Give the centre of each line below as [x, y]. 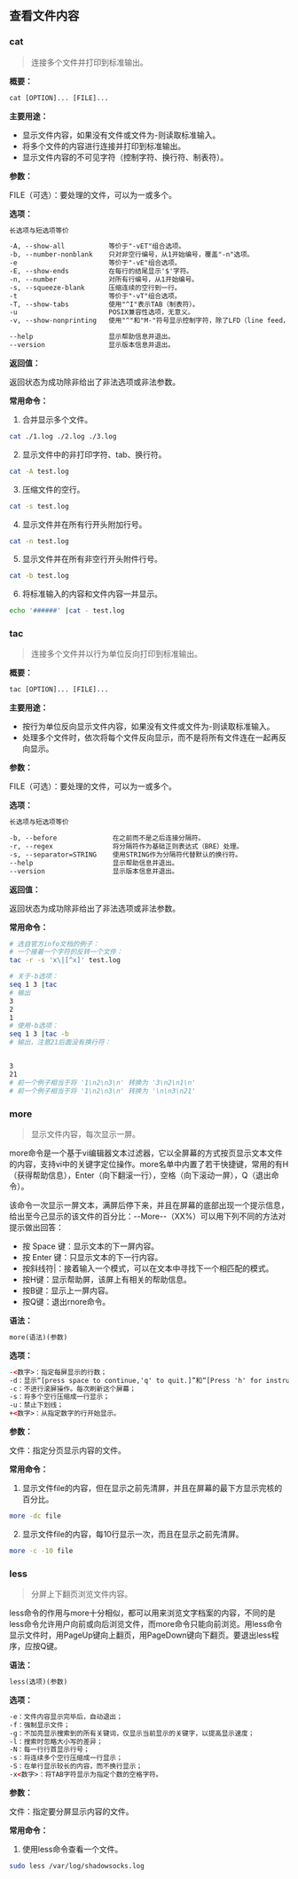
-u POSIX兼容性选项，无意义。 [102, 312]
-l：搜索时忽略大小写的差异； [56, 1741]
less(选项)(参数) [39, 1682]
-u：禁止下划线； [36, 1405]
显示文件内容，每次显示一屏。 [85, 1133]
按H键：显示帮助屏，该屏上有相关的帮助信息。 [107, 1279]
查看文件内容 [44, 16]
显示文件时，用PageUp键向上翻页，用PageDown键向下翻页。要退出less [141, 1635]
